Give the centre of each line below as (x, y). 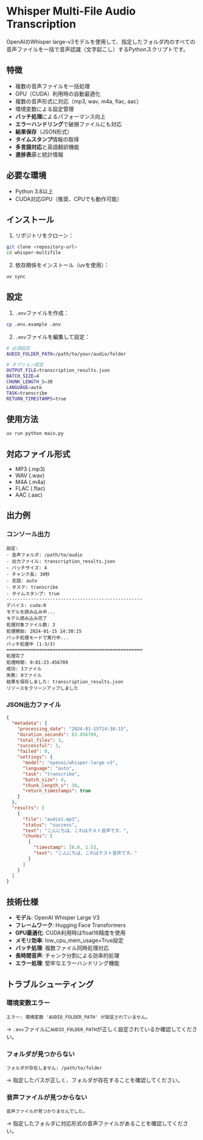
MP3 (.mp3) (30, 469)
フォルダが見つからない (40, 1054)
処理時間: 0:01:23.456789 (37, 662)
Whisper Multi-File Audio (71, 11)
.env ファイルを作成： (42, 313)
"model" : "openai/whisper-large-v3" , (70, 763)
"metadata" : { (29, 723)
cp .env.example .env (34, 324)
